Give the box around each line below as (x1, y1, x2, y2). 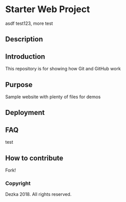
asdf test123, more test (5, 20, 53, 26)
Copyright (5, 180, 31, 187)
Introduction (5, 52, 46, 61)
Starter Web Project (5, 4, 90, 15)
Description (5, 35, 43, 44)
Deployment (5, 108, 45, 117)
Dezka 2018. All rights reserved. (5, 191, 72, 197)
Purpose (5, 80, 33, 89)
